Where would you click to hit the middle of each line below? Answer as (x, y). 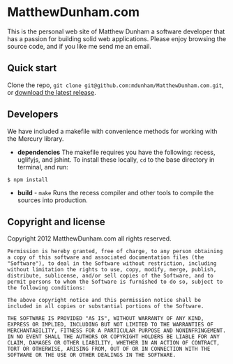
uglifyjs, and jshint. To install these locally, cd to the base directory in (116, 159)
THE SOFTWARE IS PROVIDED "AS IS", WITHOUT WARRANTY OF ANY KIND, (106, 319)
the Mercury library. (36, 138)
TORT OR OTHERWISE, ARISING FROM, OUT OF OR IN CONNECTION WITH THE (109, 349)
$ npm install (28, 180)
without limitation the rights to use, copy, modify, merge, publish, (112, 270)
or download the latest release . (52, 92)
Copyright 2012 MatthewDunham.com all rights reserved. (90, 238)
